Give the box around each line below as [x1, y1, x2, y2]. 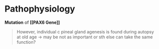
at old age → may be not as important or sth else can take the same [16, 34, 153, 40]
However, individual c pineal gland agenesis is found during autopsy [16, 29, 155, 34]
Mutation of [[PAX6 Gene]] [4, 19, 60, 25]
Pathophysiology [4, 3, 75, 15]
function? [16, 39, 36, 45]
